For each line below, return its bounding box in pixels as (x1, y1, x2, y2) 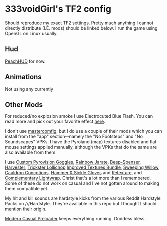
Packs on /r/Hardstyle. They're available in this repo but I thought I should (5, 201, 157, 207)
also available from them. (5, 149, 57, 155)
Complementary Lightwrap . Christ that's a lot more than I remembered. (5, 175, 151, 181)
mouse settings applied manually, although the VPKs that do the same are (5, 144, 157, 150)
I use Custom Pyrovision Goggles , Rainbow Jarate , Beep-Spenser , (5, 159, 141, 165)
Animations (5, 73, 42, 81)
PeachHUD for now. (5, 58, 46, 64)
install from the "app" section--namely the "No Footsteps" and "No (5, 133, 143, 140)
